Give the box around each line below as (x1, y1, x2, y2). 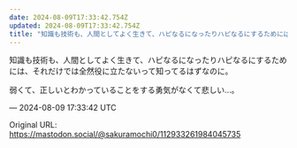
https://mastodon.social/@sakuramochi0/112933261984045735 (9, 129, 241, 140)
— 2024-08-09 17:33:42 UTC (9, 103, 117, 113)
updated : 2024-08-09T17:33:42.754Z (9, 21, 141, 30)
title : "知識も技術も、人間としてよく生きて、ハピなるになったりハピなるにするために (9, 29, 285, 38)
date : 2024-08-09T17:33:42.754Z (9, 12, 128, 22)
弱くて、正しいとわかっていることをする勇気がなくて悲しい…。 (9, 85, 240, 96)
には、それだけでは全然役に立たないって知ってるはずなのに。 (9, 66, 233, 76)
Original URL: (9, 120, 57, 130)
